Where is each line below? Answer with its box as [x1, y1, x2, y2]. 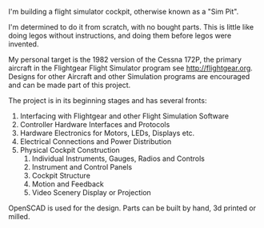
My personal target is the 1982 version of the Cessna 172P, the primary [8, 55, 242, 64]
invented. [8, 39, 39, 49]
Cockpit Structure [31, 171, 90, 180]
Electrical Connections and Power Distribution [19, 137, 172, 146]
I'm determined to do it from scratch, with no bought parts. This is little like [8, 22, 254, 31]
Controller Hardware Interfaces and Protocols [19, 120, 170, 129]
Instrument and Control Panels [31, 162, 133, 171]
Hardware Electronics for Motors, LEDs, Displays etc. [19, 128, 195, 138]
